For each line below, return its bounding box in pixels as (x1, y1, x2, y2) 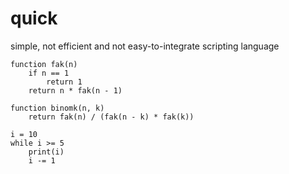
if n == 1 (28, 68, 70, 78)
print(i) (28, 147, 65, 157)
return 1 (46, 77, 83, 87)
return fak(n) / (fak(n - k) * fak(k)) (28, 112, 195, 122)
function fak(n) (10, 59, 78, 69)
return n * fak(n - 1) (28, 85, 123, 96)
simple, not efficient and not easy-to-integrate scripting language (10, 40, 280, 52)
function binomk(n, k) (10, 103, 105, 113)
